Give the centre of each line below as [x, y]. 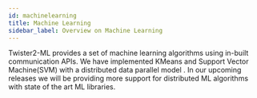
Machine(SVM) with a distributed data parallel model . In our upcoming [125, 70]
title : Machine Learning [50, 23]
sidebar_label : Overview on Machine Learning [85, 30]
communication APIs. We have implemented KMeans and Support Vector [129, 61]
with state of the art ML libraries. [62, 87]
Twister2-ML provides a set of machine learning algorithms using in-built [128, 53]
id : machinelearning [43, 16]
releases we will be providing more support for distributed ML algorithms [128, 78]
